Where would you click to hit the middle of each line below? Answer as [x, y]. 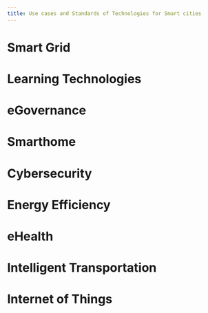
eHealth [30, 236]
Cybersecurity [50, 173]
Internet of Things [60, 299]
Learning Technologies [74, 79]
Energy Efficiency [59, 205]
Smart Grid [39, 47]
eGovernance [47, 110]
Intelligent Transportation [82, 268]
